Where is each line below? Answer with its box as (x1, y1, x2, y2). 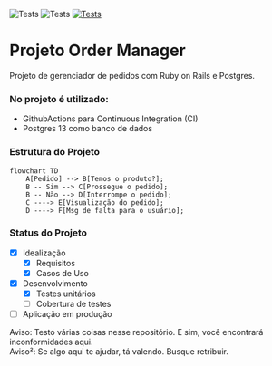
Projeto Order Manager (9, 41, 186, 61)
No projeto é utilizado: (9, 92, 109, 105)
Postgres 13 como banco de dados (22, 123, 152, 134)
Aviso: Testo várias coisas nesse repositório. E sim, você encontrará (9, 327, 264, 338)
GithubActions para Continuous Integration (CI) (22, 113, 199, 124)
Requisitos (35, 257, 75, 268)
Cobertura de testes (35, 299, 112, 310)
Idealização (22, 247, 66, 258)
